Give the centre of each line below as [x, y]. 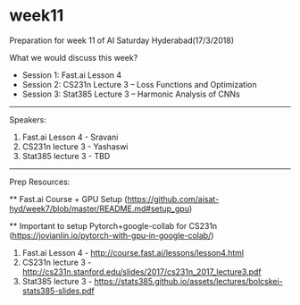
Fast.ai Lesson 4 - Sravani [70, 137]
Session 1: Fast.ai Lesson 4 [72, 75]
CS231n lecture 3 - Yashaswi [75, 146]
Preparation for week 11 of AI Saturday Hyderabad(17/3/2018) [122, 40]
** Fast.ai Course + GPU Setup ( [68, 199]
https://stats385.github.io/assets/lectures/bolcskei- [188, 281]
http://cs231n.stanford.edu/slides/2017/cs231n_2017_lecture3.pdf [142, 271]
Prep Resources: [40, 182]
